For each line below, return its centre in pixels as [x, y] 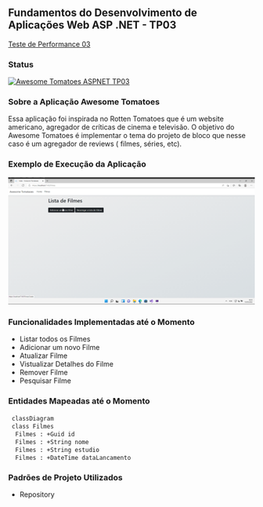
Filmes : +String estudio [58, 450]
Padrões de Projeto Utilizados [65, 477]
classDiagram [33, 418]
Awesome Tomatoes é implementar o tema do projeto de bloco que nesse [127, 136]
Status [21, 64]
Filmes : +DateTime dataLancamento [73, 458]
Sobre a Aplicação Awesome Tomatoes [84, 102]
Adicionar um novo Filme [59, 348]
